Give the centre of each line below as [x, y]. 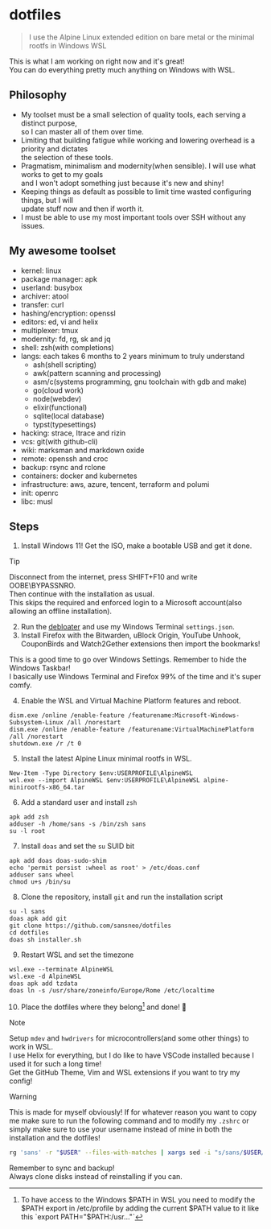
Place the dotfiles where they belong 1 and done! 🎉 [104, 1006]
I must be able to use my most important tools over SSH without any [133, 217]
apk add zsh [29, 817]
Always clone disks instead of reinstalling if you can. [96, 1176]
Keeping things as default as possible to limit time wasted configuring [136, 192]
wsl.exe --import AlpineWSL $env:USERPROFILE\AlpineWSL [105, 781]
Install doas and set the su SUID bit [78, 846]
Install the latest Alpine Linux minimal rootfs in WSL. [106, 759]
